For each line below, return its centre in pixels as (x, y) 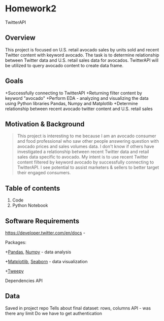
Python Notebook (30, 205)
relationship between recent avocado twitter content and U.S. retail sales (79, 109)
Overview (20, 38)
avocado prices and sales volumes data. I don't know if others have (85, 147)
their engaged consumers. (44, 173)
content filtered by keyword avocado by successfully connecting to (85, 162)
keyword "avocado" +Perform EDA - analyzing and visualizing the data (77, 98)
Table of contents (33, 188)
